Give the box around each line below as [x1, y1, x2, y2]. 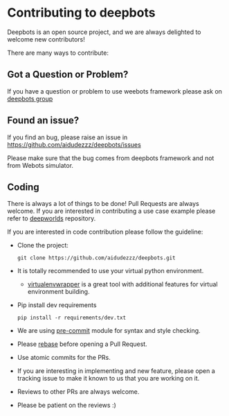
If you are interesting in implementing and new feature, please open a [17, 367, 216, 375]
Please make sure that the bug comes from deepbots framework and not [7, 154, 214, 162]
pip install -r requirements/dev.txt [17, 314, 127, 322]
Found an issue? [7, 114, 80, 126]
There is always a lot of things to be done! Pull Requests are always [7, 200, 199, 208]
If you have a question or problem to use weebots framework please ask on [7, 87, 223, 95]
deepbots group [7, 94, 53, 103]
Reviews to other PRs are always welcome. [17, 388, 140, 396]
